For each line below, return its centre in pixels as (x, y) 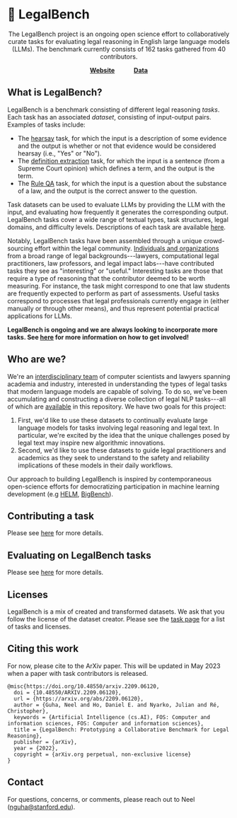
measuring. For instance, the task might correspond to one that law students (119, 286)
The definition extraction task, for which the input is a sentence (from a (121, 160)
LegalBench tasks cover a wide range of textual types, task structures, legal (118, 219)
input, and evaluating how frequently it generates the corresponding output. (118, 212)
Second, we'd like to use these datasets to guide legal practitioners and (122, 450)
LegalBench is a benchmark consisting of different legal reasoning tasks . (114, 110)
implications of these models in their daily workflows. (95, 465)
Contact (25, 782)
